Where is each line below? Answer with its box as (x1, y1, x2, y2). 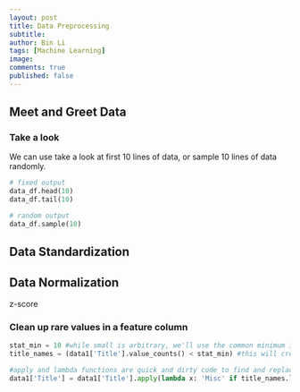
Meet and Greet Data (9, 105, 127, 120)
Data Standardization (9, 244, 130, 260)
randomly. (9, 161, 46, 172)
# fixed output (9, 178, 66, 188)
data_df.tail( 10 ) (9, 195, 74, 204)
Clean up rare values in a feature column (9, 320, 188, 333)
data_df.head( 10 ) (9, 187, 74, 196)
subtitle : (9, 30, 46, 38)
